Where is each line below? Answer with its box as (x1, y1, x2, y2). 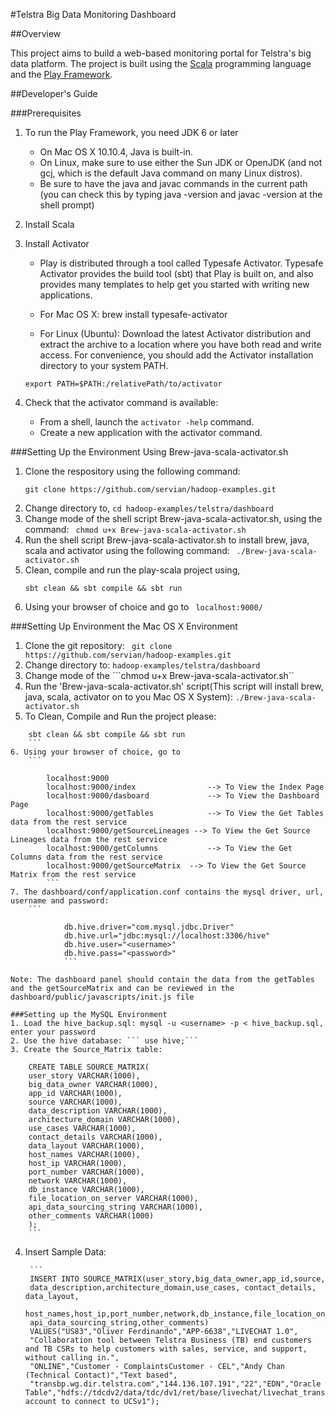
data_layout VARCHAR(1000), (28, 1141, 145, 1151)
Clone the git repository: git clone (24, 640, 173, 651)
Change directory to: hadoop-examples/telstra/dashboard (24, 659, 261, 671)
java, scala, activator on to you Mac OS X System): (24, 691, 234, 703)
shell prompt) (39, 199, 95, 211)
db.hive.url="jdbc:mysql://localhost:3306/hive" (63, 931, 271, 941)
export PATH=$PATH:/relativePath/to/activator (24, 379, 223, 389)
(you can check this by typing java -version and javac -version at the (39, 189, 323, 200)
